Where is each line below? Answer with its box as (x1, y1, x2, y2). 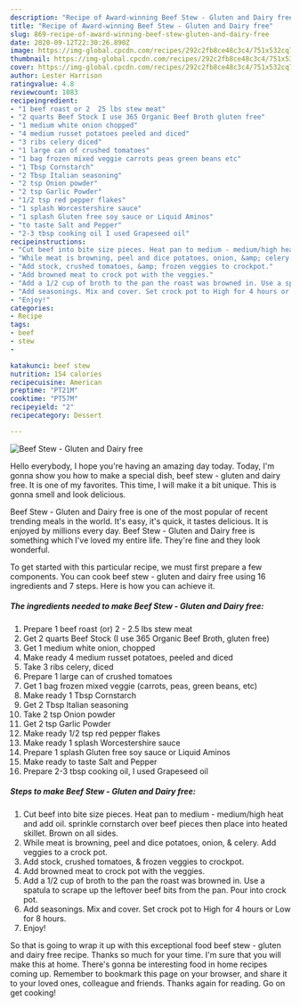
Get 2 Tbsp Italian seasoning (22, 699, 129, 710)
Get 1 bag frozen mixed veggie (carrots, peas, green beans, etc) (22, 680, 257, 691)
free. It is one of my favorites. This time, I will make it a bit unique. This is (10, 479, 277, 490)
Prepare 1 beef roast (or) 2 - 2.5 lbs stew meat (22, 623, 193, 634)
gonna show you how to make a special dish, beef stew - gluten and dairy (10, 470, 281, 480)
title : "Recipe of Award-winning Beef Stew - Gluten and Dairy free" (10, 21, 274, 30)
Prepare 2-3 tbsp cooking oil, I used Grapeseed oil (22, 765, 208, 777)
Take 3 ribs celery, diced (22, 662, 114, 672)
